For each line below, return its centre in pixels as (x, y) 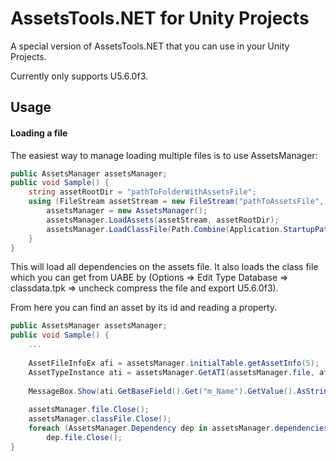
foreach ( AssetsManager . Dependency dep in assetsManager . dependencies (178, 428)
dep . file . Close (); (84, 437)
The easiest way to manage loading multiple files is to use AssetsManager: (164, 155)
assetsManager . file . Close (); (89, 410)
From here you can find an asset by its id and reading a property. (144, 308)
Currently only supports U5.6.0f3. (79, 76)
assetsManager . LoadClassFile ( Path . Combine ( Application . (165, 229)
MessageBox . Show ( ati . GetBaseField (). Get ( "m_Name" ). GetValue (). (163, 391)
